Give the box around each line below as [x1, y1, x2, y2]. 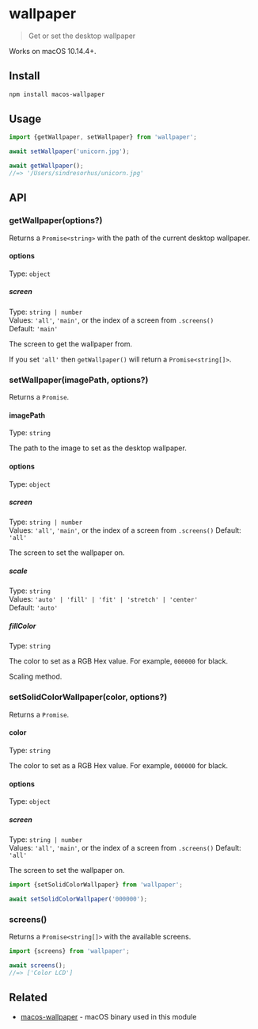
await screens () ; [9, 962, 66, 970]
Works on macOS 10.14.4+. [9, 46, 97, 55]
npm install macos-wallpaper [9, 90, 105, 98]
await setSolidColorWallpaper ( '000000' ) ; [9, 895, 148, 903]
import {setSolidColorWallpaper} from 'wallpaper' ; [9, 881, 183, 889]
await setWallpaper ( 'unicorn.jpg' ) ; [9, 147, 130, 155]
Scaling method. [9, 671, 63, 682]
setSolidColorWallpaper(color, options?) [9, 691, 168, 702]
